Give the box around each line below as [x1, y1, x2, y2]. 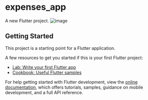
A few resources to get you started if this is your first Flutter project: [5, 55, 143, 61]
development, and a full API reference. [5, 89, 83, 95]
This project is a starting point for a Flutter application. [5, 45, 115, 51]
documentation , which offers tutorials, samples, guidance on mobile [5, 84, 143, 90]
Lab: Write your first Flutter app [12, 64, 76, 70]
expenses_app [5, 1, 67, 13]
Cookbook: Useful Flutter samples [12, 69, 82, 75]
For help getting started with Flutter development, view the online [5, 79, 138, 85]
